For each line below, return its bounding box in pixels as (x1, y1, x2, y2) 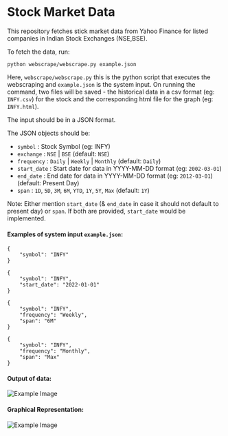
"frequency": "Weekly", (19, 311, 88, 319)
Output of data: (7, 374, 52, 382)
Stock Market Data (7, 4, 115, 20)
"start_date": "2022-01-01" (19, 282, 100, 289)
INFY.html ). (7, 102, 39, 110)
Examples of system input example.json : (7, 230, 124, 238)
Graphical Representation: (7, 405, 84, 413)
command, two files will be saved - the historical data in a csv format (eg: (7, 87, 215, 96)
